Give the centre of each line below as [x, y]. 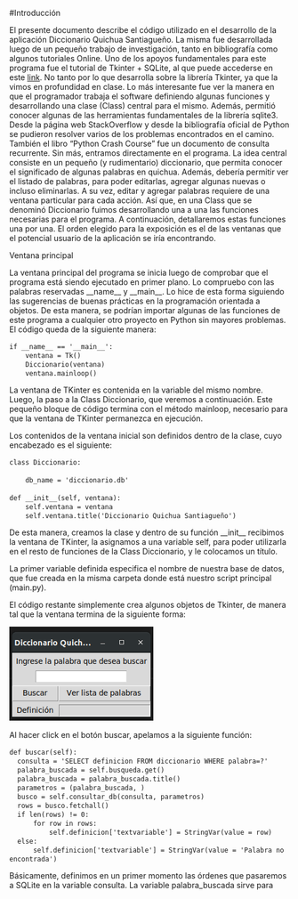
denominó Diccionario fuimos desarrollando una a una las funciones [134, 210]
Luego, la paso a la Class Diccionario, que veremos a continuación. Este [141, 399]
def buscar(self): [43, 752]
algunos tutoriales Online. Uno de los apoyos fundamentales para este [138, 58]
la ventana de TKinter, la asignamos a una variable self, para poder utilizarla [148, 542]
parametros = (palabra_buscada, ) [81, 788]
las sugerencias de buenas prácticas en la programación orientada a [135, 301]
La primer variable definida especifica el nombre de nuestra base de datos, [147, 568]
